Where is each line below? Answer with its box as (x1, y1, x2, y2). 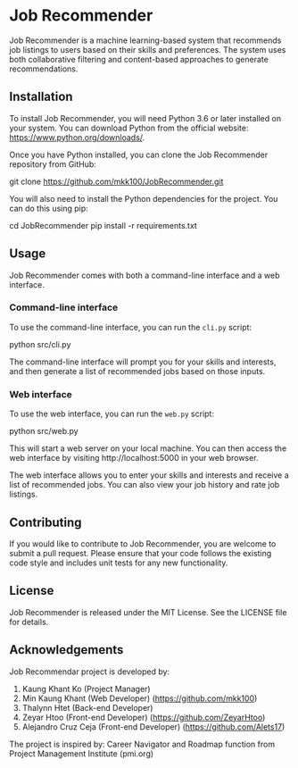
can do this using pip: (9, 203, 89, 213)
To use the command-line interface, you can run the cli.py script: (9, 321, 252, 332)
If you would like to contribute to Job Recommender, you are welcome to (9, 538, 277, 549)
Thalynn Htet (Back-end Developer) (21, 702, 153, 713)
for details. (9, 616, 49, 627)
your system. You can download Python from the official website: (9, 122, 249, 133)
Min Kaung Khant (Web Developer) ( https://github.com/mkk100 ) (21, 693, 258, 704)
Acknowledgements (9, 642, 124, 657)
